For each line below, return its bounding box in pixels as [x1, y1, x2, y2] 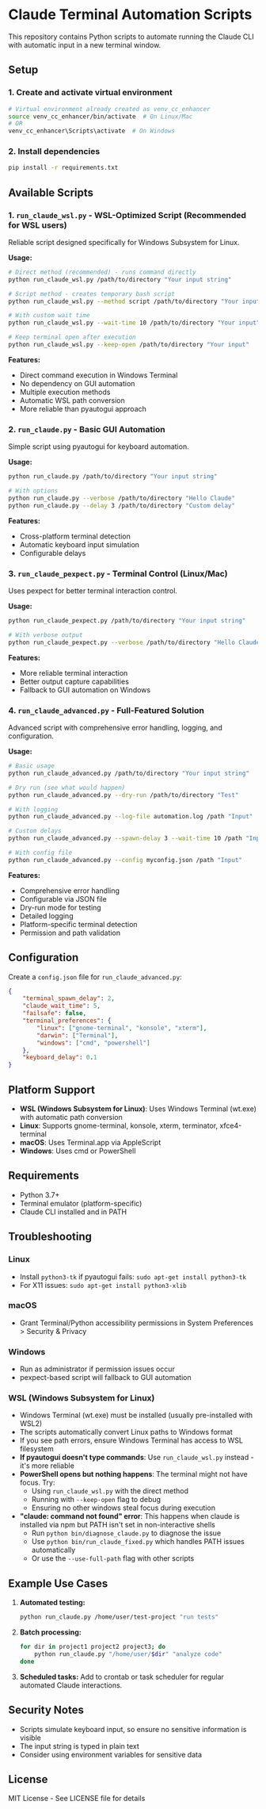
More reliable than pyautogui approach [19, 404, 146, 413]
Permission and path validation [19, 928, 121, 937]
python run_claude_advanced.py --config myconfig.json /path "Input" [8, 856, 243, 864]
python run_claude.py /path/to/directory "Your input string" [8, 473, 218, 481]
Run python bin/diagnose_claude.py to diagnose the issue [31, 1528, 222, 1538]
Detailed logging [19, 910, 74, 921]
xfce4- [219, 1121, 242, 1130]
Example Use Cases [8, 1577, 108, 1590]
